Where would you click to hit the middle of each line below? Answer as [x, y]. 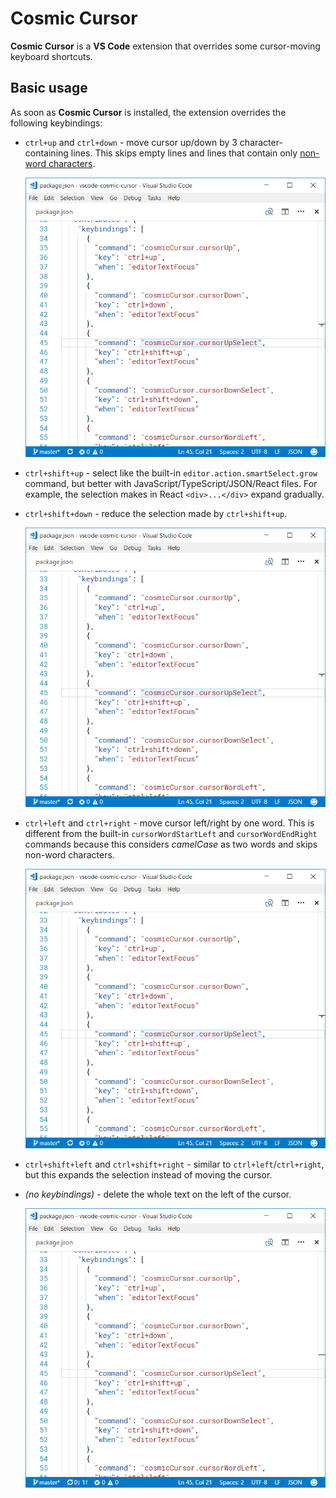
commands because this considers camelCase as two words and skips [171, 844]
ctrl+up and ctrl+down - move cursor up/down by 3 [131, 142]
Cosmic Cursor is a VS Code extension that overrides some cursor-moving [165, 46]
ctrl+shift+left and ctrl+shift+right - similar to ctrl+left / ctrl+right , [174, 1164]
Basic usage [49, 88]
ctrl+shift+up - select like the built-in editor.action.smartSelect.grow [171, 473]
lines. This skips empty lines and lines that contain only [184, 153]
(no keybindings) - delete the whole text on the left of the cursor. [158, 1194]
